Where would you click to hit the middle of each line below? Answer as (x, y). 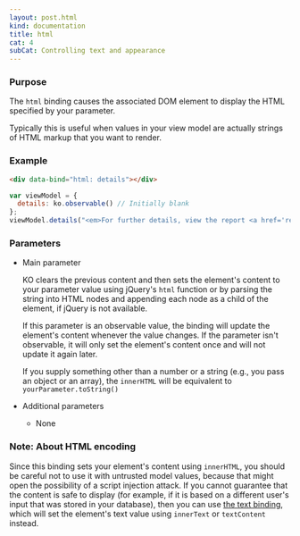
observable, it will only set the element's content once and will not (144, 345)
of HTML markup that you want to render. (86, 138)
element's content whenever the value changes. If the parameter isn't (150, 335)
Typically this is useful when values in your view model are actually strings (146, 128)
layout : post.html (43, 17)
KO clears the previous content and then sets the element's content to (151, 280)
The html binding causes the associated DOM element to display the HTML (147, 101)
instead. (24, 523)
